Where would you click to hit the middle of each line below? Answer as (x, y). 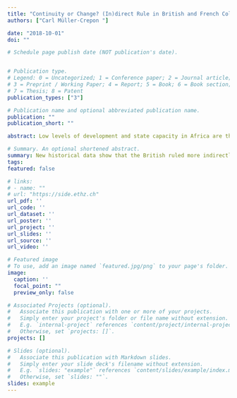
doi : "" (19, 40)
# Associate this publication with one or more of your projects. (110, 312)
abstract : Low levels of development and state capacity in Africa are (115, 136)
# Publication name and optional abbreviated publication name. (104, 110)
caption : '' (31, 279)
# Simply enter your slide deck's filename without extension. (105, 364)
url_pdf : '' (25, 201)
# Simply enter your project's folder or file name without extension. (118, 318)
